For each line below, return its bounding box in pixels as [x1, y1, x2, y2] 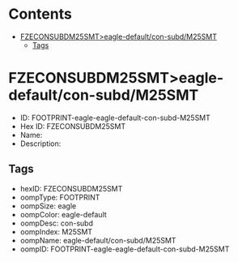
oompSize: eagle [19, 200, 77, 211]
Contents [8, 5, 73, 24]
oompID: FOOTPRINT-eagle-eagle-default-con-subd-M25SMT [19, 244, 230, 254]
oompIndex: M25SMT [19, 226, 93, 236]
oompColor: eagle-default [19, 209, 107, 219]
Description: [19, 139, 62, 148]
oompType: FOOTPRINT [19, 192, 100, 202]
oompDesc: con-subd [19, 218, 93, 228]
